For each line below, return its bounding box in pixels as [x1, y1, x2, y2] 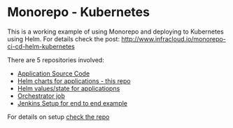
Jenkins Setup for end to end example [17, 99, 128, 107]
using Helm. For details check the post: [7, 34, 120, 43]
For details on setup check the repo [7, 113, 110, 121]
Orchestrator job [17, 92, 65, 100]
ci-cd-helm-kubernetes [7, 42, 75, 50]
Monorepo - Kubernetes [7, 4, 150, 20]
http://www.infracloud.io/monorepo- [121, 34, 226, 43]
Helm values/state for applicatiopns [17, 84, 120, 92]
